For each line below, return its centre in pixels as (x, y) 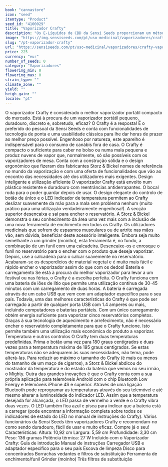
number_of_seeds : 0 (25, 61)
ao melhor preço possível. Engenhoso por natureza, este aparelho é (75, 139)
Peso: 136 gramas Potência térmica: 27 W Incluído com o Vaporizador (77, 438)
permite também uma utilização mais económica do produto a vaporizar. (80, 331)
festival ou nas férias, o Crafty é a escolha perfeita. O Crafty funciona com (82, 278)
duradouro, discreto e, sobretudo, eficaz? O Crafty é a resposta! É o (75, 123)
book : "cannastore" (25, 10)
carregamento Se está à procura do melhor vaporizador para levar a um (79, 273)
